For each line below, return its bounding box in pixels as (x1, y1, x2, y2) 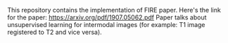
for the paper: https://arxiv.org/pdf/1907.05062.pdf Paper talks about (7, 13, 207, 21)
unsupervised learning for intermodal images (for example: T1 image (7, 21, 205, 28)
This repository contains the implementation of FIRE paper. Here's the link (7, 6, 222, 14)
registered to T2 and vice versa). (7, 28, 102, 36)
